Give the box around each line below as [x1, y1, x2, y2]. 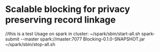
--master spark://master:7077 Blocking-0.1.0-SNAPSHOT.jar [20, 36, 145, 42]
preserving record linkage [5, 14, 116, 25]
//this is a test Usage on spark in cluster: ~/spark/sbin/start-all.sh [5, 30, 140, 36]
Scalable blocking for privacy [5, 3, 130, 15]
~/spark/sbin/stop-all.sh [5, 41, 55, 47]
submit [5, 36, 20, 42]
